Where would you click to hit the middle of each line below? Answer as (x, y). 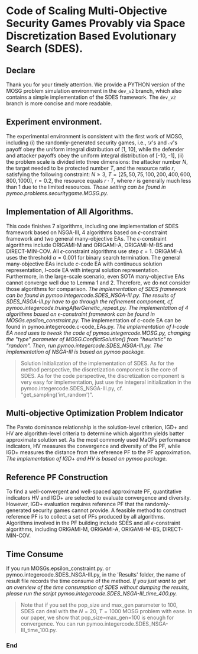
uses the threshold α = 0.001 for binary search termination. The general (93, 257)
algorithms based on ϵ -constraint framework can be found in (81, 314)
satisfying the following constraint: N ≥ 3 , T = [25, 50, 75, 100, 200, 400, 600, (99, 174)
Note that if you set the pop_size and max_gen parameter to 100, (99, 605)
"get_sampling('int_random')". (57, 394)
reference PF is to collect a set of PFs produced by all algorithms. (86, 517)
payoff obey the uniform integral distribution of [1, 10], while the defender (95, 149)
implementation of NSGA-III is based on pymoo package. (76, 352)
